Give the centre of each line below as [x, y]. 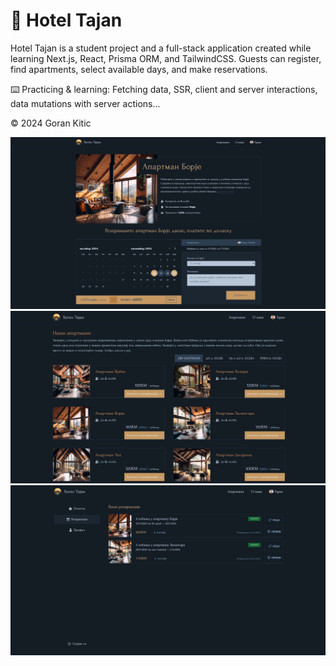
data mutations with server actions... [85, 103]
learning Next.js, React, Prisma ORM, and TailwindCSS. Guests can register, [166, 58]
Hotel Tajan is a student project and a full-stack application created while [161, 48]
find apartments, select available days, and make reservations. [139, 69]
